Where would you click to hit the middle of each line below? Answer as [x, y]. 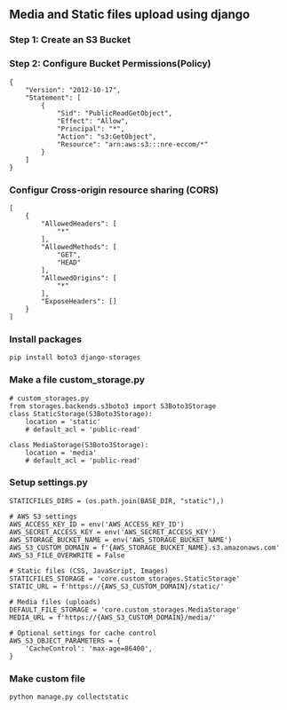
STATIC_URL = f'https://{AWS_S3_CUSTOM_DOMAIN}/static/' [117, 586]
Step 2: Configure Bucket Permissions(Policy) [110, 64]
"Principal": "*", [91, 129]
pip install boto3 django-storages [75, 358]
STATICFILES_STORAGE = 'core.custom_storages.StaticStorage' [125, 579]
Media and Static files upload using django [130, 15]
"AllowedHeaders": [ [79, 224]
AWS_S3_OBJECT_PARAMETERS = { [65, 641]
